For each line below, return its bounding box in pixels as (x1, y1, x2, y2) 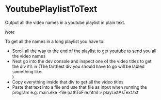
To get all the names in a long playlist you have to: (5, 38, 105, 44)
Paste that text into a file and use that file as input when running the (12, 84, 147, 90)
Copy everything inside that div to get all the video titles (12, 79, 124, 85)
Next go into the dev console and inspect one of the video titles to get (12, 58, 152, 64)
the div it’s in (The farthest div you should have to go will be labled (12, 63, 145, 69)
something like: (12, 68, 43, 74)
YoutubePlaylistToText (5, 3, 97, 15)
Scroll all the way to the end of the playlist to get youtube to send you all (12, 48, 157, 54)
